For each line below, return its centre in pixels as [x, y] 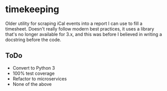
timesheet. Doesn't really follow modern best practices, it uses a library [80, 28]
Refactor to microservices [40, 79]
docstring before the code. [33, 40]
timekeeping [32, 9]
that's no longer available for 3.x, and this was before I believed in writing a [84, 34]
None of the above [32, 84]
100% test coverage [34, 73]
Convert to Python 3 [34, 68]
